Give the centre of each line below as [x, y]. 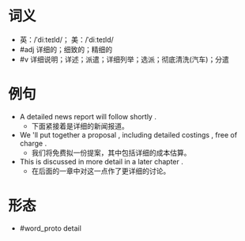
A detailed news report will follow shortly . [88, 116]
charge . [33, 143]
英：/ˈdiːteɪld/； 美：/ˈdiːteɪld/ [67, 40]
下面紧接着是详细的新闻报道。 [80, 126]
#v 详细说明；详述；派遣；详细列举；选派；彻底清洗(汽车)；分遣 [124, 59]
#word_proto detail [50, 228]
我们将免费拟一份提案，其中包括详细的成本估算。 [111, 153]
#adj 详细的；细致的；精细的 [66, 49]
